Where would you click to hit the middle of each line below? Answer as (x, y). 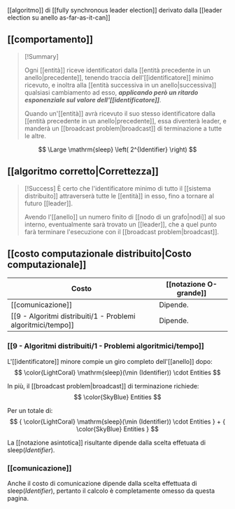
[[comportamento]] (50, 40)
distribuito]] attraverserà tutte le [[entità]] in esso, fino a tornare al (119, 196)
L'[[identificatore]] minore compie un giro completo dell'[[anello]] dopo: (110, 361)
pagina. (18, 498)
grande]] (192, 293)
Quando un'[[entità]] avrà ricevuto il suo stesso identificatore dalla (120, 113)
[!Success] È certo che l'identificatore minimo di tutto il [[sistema (117, 188)
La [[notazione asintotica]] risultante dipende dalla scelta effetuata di (107, 442)
